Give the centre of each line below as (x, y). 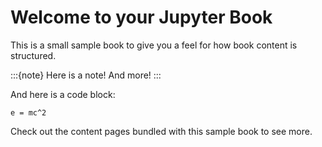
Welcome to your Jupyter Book (141, 17)
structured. (33, 55)
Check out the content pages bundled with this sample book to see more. (161, 131)
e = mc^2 (28, 112)
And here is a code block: (63, 94)
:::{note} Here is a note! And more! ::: (86, 75)
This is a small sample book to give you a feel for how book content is (154, 45)
